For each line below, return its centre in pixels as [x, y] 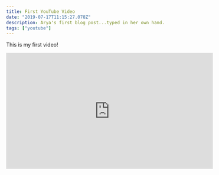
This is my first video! [32, 45]
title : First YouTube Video [41, 11]
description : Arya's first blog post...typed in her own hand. [86, 22]
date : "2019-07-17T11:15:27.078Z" [49, 17]
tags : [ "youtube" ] [29, 28]
